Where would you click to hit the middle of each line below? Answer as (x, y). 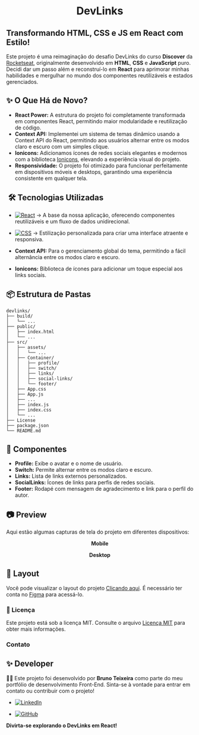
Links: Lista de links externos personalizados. (71, 476)
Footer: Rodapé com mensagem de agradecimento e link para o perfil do (104, 489)
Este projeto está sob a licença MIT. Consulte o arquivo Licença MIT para (96, 623)
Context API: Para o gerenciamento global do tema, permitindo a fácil (100, 251)
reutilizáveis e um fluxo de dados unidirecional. (72, 221)
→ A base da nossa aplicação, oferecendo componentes (106, 215)
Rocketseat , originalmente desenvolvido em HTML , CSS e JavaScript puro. (99, 63)
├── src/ (17, 342)
